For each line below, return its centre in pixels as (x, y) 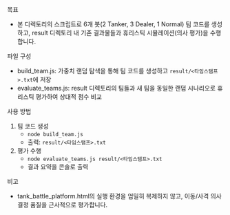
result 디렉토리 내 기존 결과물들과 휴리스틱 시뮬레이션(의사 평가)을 (120, 33)
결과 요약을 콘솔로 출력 (58, 167)
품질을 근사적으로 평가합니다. (69, 205)
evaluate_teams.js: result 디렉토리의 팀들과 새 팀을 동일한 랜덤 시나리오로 (116, 88)
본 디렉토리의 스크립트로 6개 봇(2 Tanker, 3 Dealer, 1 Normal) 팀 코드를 (113, 24)
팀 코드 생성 (33, 126)
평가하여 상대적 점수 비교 (69, 97)
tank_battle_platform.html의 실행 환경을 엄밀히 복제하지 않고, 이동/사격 (113, 196)
